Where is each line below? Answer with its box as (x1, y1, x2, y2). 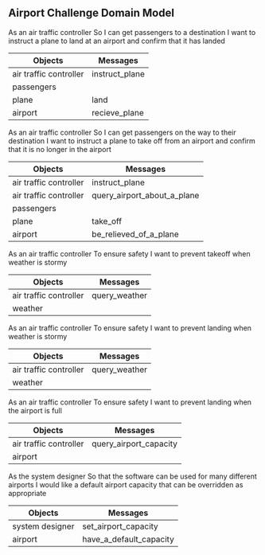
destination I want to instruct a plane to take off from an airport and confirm (8, 135, 256, 146)
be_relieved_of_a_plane (91, 229, 179, 240)
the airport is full (8, 405, 62, 415)
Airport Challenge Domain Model (8, 6, 175, 20)
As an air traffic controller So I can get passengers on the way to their (8, 127, 236, 137)
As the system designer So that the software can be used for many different (8, 471, 257, 481)
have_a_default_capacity (82, 534, 175, 545)
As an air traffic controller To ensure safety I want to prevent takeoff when (8, 248, 251, 258)
